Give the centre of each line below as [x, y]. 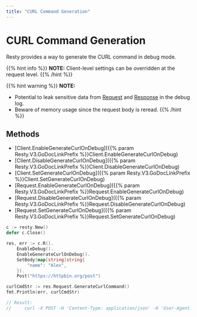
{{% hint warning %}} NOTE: [41, 86]
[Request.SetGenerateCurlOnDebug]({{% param [73, 210]
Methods [23, 134]
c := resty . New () [27, 227]
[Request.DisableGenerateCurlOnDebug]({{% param [78, 198]
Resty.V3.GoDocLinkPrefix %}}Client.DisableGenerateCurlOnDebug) [97, 167]
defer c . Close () [26, 233]
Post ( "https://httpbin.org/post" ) [59, 276]
